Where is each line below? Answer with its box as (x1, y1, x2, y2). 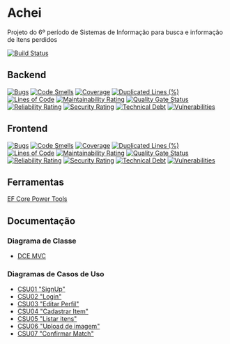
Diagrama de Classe (7, 236, 77, 246)
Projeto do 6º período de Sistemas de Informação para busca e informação (7, 28, 223, 36)
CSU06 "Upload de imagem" (17, 322, 100, 331)
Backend (7, 69, 47, 81)
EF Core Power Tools (7, 195, 68, 203)
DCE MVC (17, 252, 47, 260)
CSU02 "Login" (17, 292, 62, 301)
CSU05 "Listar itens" (17, 315, 77, 323)
